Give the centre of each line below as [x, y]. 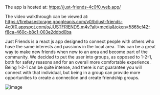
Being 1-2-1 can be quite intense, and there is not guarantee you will [73, 67]
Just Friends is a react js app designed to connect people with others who [80, 41]
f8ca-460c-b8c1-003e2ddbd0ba [38, 32]
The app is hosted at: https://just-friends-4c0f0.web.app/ [63, 7]
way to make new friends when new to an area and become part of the [76, 52]
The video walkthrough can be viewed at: [47, 16]
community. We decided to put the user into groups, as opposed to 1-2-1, [79, 57]
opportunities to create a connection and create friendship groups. [72, 78]
